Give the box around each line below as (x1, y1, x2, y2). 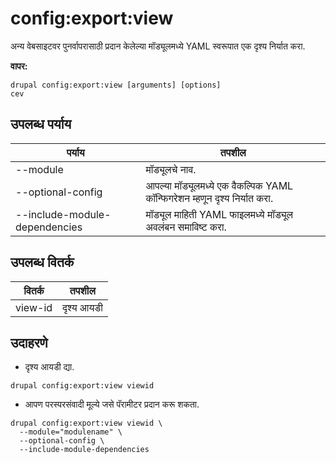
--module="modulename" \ (19, 427, 123, 437)
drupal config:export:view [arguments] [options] (10, 80, 222, 90)
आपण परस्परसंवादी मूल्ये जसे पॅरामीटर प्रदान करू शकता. (24, 398, 200, 411)
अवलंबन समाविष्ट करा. (145, 220, 227, 234)
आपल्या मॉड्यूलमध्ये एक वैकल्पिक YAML (145, 178, 294, 192)
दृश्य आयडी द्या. (24, 361, 75, 373)
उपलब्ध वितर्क (10, 254, 75, 271)
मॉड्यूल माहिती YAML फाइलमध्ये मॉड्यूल (145, 207, 294, 221)
